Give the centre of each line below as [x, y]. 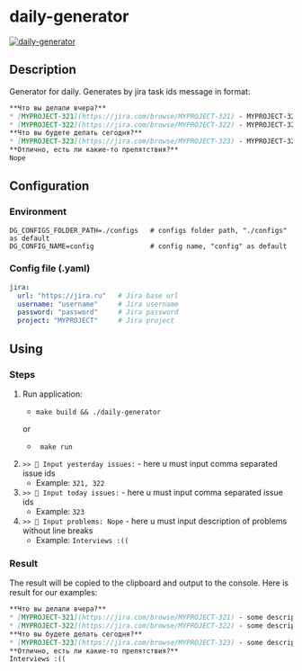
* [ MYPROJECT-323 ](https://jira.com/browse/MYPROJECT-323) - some [136, 642]
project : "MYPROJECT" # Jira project [96, 321]
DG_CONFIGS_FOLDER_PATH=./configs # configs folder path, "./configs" [148, 230]
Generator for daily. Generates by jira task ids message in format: [130, 91]
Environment [38, 211]
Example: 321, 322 [70, 482]
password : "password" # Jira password [98, 312]
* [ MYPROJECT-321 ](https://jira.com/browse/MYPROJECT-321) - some [136, 618]
